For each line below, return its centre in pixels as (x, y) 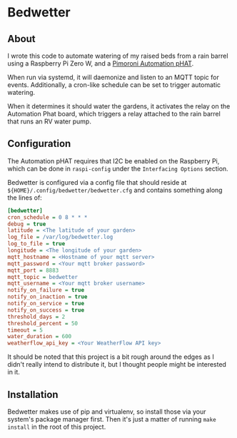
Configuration (39, 144)
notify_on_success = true (46, 310)
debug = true (27, 224)
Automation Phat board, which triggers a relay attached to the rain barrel (114, 114)
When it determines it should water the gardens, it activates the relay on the (119, 106)
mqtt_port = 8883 (33, 270)
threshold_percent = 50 (43, 323)
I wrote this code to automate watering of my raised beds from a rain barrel (118, 56)
